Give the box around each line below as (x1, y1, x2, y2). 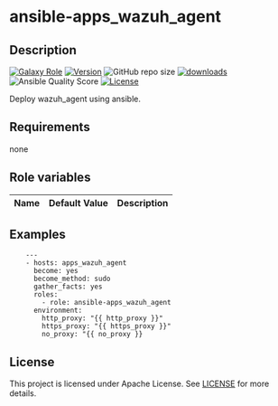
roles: (32, 290, 59, 299)
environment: (32, 306, 83, 316)
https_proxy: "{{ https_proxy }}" (42, 322, 171, 331)
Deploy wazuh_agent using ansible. (9, 93, 142, 104)
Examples (9, 227, 66, 242)
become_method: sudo (32, 274, 111, 284)
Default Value (48, 196, 108, 209)
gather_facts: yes (32, 282, 103, 291)
